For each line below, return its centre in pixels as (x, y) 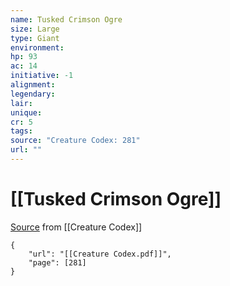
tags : (21, 131)
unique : (26, 112)
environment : (37, 47)
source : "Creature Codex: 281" (75, 141)
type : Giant (35, 38)
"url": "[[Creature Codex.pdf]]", (100, 254)
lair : (21, 103)
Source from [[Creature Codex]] (76, 227)
